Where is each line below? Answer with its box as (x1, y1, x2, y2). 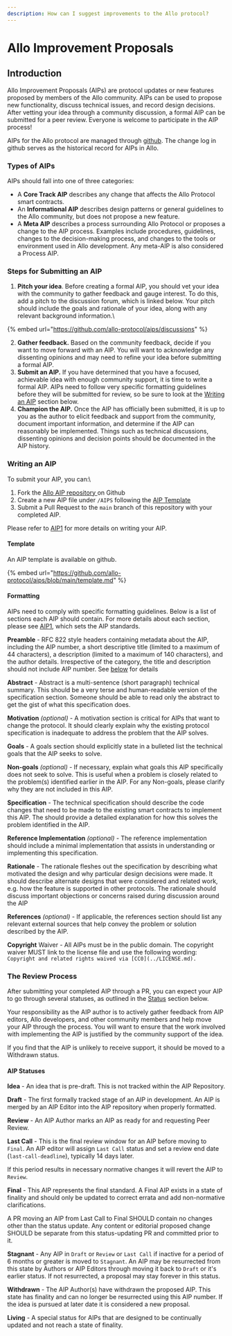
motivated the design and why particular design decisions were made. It (7, 869, 213, 877)
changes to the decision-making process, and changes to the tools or (17, 234, 216, 243)
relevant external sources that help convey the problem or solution (7, 920, 197, 928)
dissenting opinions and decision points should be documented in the (17, 434, 216, 443)
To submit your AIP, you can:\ (7, 474, 91, 483)
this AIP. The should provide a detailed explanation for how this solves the (7, 813, 218, 821)
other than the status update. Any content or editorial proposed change (7, 1222, 211, 1230)
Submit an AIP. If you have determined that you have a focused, (17, 368, 201, 377)
